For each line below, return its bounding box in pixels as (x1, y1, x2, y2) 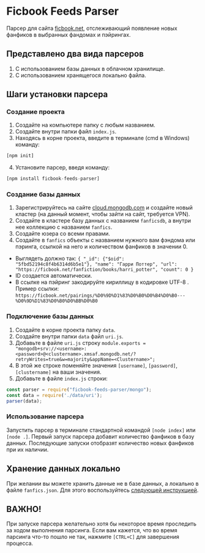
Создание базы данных (6, 190, 81, 199)
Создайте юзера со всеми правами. (15, 230, 110, 237)
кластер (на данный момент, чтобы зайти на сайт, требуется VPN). (15, 210, 190, 218)
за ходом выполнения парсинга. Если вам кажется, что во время (6, 527, 177, 534)
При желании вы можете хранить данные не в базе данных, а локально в (6, 480, 199, 487)
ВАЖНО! (6, 503, 42, 514)
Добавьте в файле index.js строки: (15, 374, 108, 382)
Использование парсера (6, 412, 84, 421)
